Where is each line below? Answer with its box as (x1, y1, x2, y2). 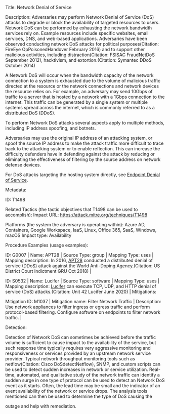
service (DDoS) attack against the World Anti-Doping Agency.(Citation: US (5, 263, 160, 269)
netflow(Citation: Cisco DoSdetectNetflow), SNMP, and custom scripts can (5, 361, 161, 367)
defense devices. (5, 162, 41, 168)
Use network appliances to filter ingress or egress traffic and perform (5, 304, 150, 310)
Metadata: (5, 187, 27, 193)
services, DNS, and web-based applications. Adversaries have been (5, 35, 148, 42)
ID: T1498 (5, 197, 25, 202)
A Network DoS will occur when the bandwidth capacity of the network (5, 72, 154, 78)
